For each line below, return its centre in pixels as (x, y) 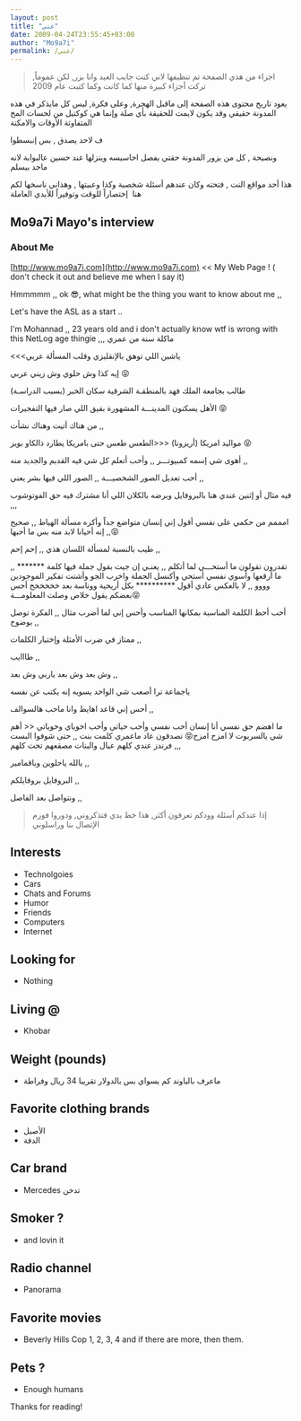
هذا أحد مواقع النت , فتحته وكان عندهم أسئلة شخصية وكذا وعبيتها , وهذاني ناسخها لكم (151, 184)
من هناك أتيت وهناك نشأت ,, (57, 425)
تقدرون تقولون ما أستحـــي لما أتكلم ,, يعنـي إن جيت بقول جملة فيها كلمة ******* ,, (149, 566)
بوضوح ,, (25, 621)
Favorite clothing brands (80, 1109)
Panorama (42, 1290)
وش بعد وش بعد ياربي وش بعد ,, (64, 673)
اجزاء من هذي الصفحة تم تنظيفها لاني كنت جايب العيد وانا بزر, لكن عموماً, (154, 76)
